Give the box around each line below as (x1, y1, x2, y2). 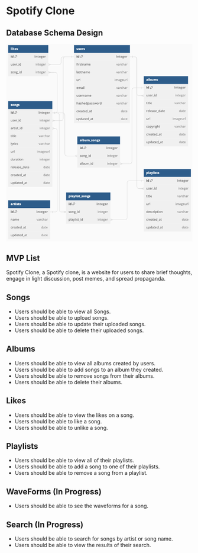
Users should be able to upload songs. (14, 314, 109, 321)
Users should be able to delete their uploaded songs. (14, 327, 144, 334)
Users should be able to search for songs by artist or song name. (14, 535, 173, 542)
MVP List (6, 253, 40, 263)
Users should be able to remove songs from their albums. (14, 372, 155, 380)
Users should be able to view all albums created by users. (14, 359, 155, 366)
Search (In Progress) (6, 519, 84, 529)
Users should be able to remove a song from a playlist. (14, 470, 148, 477)
